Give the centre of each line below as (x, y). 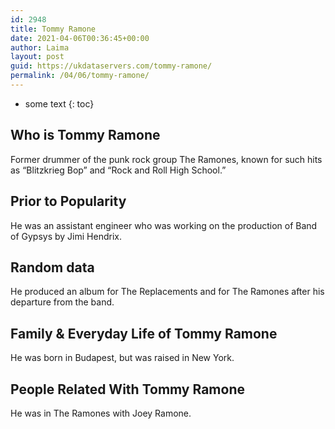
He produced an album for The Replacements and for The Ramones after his (167, 292)
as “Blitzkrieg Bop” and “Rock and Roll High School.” (118, 170)
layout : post (37, 57)
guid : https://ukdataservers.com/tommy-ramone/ (111, 66)
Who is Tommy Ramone (85, 135)
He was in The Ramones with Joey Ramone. (101, 413)
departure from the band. (62, 302)
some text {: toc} (59, 103)
